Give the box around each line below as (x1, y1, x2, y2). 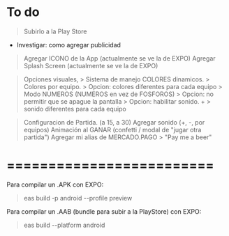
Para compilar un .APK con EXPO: (6, 180, 104, 189)
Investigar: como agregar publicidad (16, 40, 121, 49)
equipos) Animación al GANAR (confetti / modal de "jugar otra (23, 125, 202, 134)
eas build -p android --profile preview (23, 194, 133, 202)
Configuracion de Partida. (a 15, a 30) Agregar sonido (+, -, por (23, 118, 205, 126)
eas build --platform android (23, 221, 105, 229)
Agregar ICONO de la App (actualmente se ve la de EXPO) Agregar (23, 54, 216, 63)
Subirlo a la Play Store (23, 27, 88, 36)
